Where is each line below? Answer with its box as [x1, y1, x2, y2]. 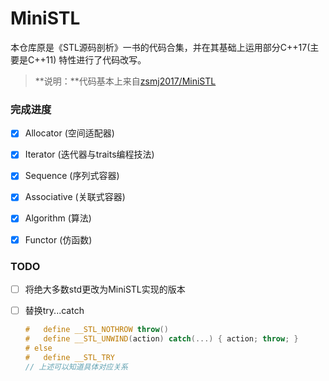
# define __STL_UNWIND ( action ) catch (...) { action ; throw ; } [24, 333, 299, 344]
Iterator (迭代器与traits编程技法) [24, 148, 155, 161]
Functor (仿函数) [24, 233, 93, 246]
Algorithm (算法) [24, 212, 92, 224]
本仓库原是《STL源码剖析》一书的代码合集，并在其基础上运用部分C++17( [10, 41, 311, 53]
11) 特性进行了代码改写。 [45, 53, 147, 66]
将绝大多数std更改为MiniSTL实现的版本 [24, 283, 186, 295]
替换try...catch [24, 304, 85, 316]
